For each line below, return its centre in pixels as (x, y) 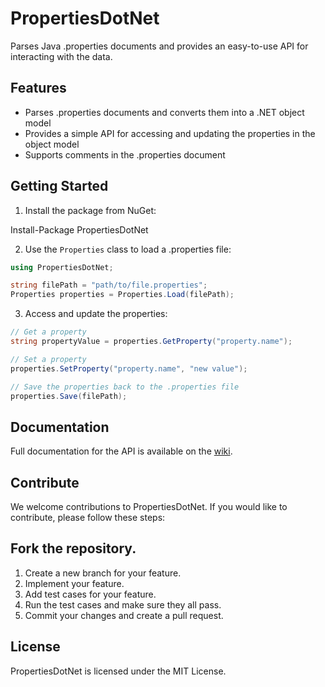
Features (38, 88)
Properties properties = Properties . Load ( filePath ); (122, 295)
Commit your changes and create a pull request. (124, 615)
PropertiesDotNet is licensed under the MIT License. (118, 671)
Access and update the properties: (96, 314)
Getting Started (59, 186)
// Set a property (48, 359)
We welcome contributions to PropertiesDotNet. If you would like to (149, 507)
